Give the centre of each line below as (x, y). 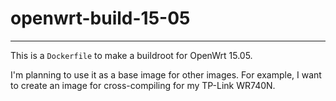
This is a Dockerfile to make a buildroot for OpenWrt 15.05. (131, 55)
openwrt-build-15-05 (100, 18)
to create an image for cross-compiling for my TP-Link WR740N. (143, 85)
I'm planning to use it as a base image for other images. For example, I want (166, 74)
